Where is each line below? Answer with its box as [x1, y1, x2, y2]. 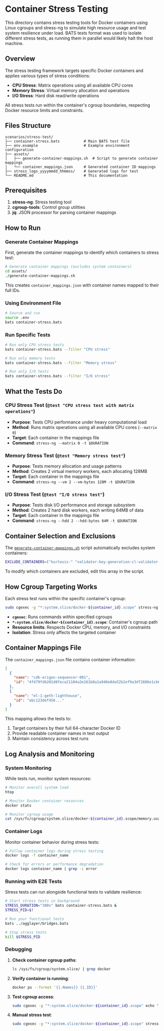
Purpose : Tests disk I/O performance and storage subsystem [12, 502, 136, 508]
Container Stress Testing [5, 3, 108, 15]
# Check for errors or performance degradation [5, 862, 104, 867]
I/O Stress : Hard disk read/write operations [12, 92, 99, 98]
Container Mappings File [5, 644, 82, 652]
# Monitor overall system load [5, 785, 69, 790]
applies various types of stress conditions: [5, 72, 90, 79]
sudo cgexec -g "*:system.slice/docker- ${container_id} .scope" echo [12, 1003, 155, 1008]
